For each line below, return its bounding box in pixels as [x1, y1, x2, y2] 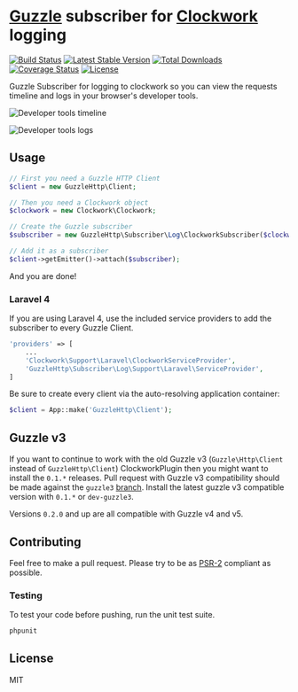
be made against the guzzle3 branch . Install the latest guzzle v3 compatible [9, 482, 285, 493]
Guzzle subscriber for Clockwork [9, 6, 259, 27]
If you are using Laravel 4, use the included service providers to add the [9, 313, 272, 324]
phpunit [9, 626, 38, 635]
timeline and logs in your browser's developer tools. [9, 90, 199, 101]
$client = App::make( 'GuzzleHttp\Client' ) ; [9, 406, 173, 415]
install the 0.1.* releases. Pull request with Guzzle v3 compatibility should [9, 472, 280, 484]
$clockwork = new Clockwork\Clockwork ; [9, 206, 157, 215]
